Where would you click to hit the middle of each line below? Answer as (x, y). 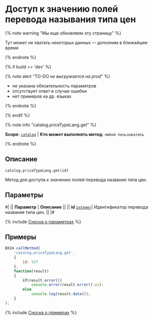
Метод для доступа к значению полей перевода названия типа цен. (76, 180)
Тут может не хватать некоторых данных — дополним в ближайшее (76, 42)
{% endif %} (18, 115)
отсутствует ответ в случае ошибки (49, 91)
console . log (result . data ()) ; (61, 294)
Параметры (24, 195)
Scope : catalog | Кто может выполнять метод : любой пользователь (75, 134)
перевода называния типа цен (70, 19)
